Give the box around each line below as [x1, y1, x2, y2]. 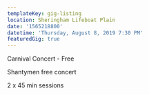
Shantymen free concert [7, 68, 77, 76]
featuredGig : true [7, 36, 60, 43]
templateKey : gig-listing [7, 10, 81, 17]
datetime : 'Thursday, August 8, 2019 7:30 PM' [7, 29, 143, 36]
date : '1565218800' [7, 23, 63, 30]
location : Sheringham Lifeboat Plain [7, 17, 116, 23]
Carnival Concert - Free [7, 54, 74, 63]
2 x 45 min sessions [7, 81, 64, 89]
